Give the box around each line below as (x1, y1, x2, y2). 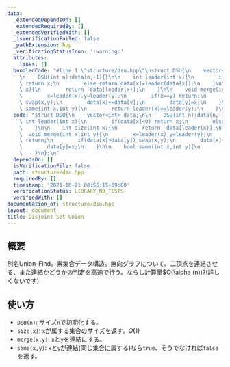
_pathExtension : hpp (13, 42, 72, 49)
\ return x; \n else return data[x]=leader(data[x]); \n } (19, 80, 216, 87)
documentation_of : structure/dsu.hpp (7, 201, 115, 208)
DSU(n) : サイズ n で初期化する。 (16, 318, 103, 327)
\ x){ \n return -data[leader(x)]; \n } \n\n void (19, 86, 197, 93)
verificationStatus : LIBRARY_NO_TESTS (13, 188, 125, 195)
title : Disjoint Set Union (7, 213, 84, 220)
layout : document (7, 207, 57, 214)
